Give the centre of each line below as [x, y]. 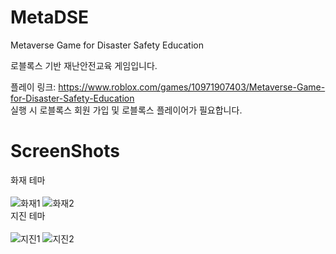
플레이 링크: [33, 87]
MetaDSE [49, 17]
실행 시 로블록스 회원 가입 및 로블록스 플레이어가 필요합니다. [126, 110]
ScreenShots [65, 151]
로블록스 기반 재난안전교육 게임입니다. [84, 65]
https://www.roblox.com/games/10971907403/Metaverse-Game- [192, 87]
